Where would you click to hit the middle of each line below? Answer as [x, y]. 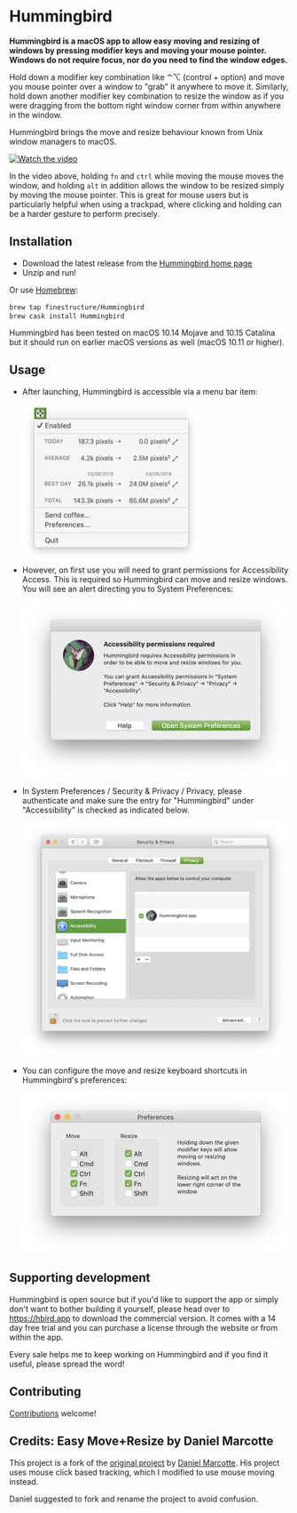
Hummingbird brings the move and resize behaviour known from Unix [136, 132]
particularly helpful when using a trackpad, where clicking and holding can [145, 204]
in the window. [35, 115]
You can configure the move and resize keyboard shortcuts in [134, 1071]
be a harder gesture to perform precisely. [85, 213]
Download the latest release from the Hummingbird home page [137, 263]
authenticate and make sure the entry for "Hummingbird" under [138, 800]
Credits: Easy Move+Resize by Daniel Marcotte [141, 1441]
